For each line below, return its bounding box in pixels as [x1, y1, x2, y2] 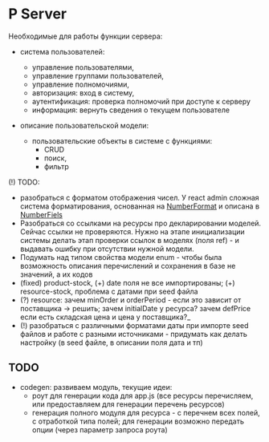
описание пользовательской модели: [19, 120, 149, 130]
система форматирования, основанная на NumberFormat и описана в [19, 201, 259, 211]
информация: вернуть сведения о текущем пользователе [31, 105, 230, 115]
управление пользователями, [31, 62, 134, 72]
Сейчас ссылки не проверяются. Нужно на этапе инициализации [19, 226, 245, 237]
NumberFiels [19, 209, 63, 219]
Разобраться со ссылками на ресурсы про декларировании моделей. [19, 218, 262, 228]
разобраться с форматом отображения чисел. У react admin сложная [19, 193, 259, 202]
